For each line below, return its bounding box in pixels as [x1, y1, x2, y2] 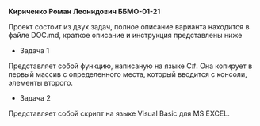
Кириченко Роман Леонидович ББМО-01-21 [8, 7, 161, 16]
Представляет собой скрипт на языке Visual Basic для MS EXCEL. [8, 109, 230, 118]
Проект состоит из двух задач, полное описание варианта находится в [8, 22, 250, 31]
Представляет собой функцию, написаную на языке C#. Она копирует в [8, 61, 253, 71]
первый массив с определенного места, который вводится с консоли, [8, 70, 247, 78]
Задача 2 [19, 94, 52, 102]
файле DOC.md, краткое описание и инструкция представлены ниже [8, 31, 243, 40]
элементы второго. [8, 78, 74, 87]
